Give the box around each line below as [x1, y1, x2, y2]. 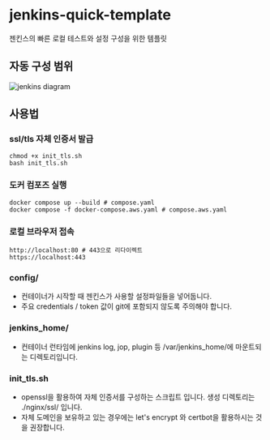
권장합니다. [29, 422, 66, 432]
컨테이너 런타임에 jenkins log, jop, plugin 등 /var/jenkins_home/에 [20, 342, 234, 352]
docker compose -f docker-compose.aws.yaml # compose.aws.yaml [9, 205, 228, 214]
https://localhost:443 [9, 254, 86, 262]
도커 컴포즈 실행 [9, 180, 67, 191]
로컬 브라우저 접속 [9, 225, 75, 237]
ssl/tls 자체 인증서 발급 [9, 134, 94, 145]
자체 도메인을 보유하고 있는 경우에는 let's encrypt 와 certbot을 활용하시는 [20, 412, 254, 422]
